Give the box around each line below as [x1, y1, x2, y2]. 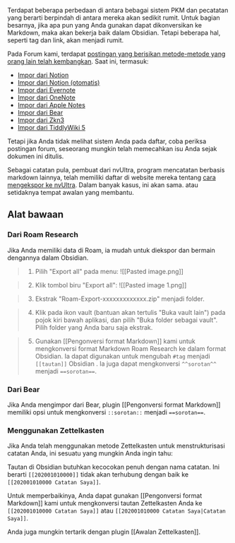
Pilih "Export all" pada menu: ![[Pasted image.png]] [35, 267, 183, 275]
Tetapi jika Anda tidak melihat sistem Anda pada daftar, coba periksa [7, 137, 207, 145]
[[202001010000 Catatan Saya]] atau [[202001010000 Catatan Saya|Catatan [7, 506, 226, 515]
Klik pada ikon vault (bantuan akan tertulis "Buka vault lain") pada [35, 308, 226, 316]
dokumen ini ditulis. [7, 152, 64, 160]
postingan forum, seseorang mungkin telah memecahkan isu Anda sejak [7, 145, 217, 153]
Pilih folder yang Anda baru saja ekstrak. [35, 323, 153, 331]
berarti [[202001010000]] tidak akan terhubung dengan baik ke [7, 470, 189, 479]
